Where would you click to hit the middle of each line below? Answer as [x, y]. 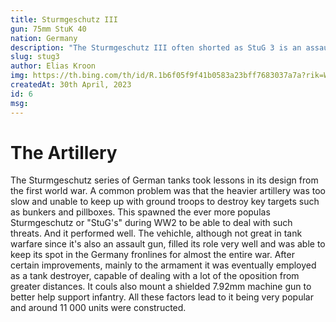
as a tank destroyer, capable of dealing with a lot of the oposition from [155, 276]
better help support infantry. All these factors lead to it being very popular [162, 297]
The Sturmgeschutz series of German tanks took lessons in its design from [164, 180]
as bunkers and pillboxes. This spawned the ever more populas [140, 212]
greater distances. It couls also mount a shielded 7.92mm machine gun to [161, 287]
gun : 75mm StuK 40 [48, 29]
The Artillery [64, 152]
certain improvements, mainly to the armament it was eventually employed [163, 265]
